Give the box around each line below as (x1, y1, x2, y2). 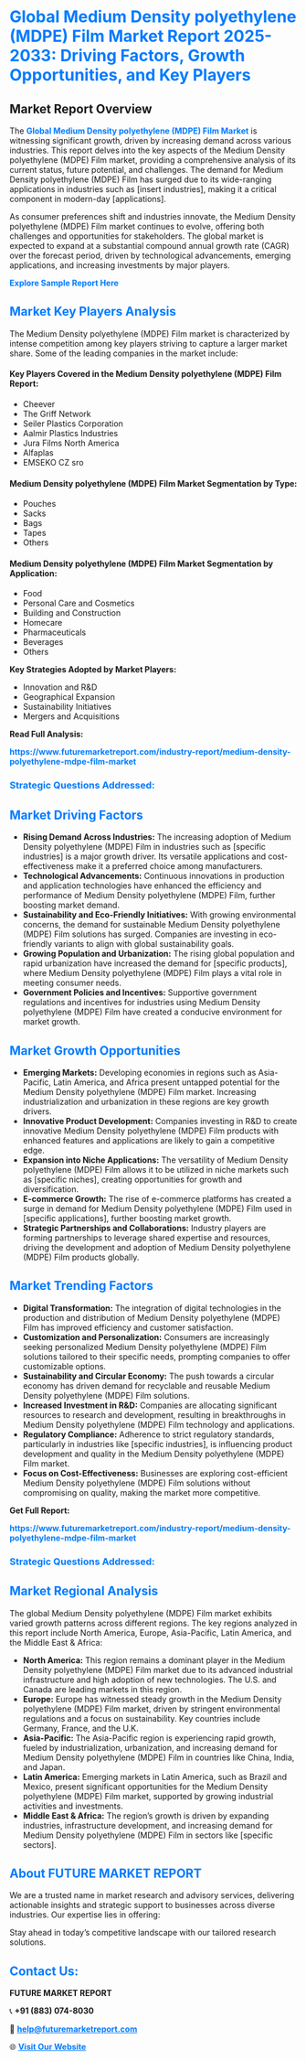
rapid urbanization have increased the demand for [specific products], (22, 958, 288, 969)
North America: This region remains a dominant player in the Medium (22, 1654, 286, 1666)
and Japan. (22, 1761, 66, 1772)
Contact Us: (9, 1963, 79, 1979)
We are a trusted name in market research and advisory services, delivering (9, 1890, 295, 1901)
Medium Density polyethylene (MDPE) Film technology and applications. (22, 1419, 295, 1430)
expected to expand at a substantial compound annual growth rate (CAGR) (9, 241, 290, 251)
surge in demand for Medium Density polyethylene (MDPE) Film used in (22, 1203, 292, 1214)
